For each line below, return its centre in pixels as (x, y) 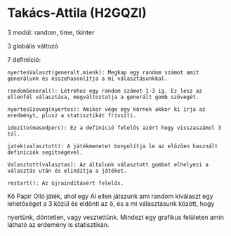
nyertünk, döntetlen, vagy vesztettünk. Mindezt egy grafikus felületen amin (116, 217)
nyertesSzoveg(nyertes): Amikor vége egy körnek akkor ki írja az (106, 109)
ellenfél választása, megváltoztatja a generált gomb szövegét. (103, 97)
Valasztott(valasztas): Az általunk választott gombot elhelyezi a (108, 164)
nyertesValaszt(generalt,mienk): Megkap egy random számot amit (103, 72)
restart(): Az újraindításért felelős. (66, 183)
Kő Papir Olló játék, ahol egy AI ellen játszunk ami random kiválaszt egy (110, 196)
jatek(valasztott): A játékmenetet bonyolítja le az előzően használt (113, 146)
